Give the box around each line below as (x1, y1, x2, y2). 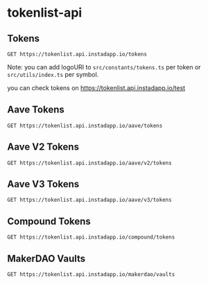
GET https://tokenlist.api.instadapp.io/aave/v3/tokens (7, 196, 172, 204)
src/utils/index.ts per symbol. (7, 71, 99, 78)
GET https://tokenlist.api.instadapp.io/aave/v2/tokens (7, 159, 172, 166)
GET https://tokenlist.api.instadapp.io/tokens (7, 51, 148, 58)
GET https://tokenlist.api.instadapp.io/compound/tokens (7, 234, 175, 241)
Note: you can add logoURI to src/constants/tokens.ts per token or (7, 63, 201, 71)
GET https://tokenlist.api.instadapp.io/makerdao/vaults (7, 271, 175, 278)
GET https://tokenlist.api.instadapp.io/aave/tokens (7, 122, 163, 129)
